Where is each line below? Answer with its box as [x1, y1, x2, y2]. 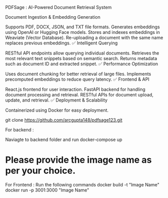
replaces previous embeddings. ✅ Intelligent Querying [5, 40, 118, 46]
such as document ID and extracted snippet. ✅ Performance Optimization [5, 61, 158, 67]
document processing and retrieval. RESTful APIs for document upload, [5, 92, 154, 97]
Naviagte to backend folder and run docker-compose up [5, 136, 123, 142]
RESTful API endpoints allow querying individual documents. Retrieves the [5, 50, 159, 56]
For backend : [5, 127, 34, 133]
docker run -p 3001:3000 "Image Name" [5, 187, 89, 193]
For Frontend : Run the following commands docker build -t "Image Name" [5, 181, 160, 187]
